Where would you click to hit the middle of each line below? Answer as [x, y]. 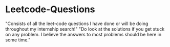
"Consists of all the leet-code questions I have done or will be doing [77, 24]
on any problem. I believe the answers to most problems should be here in [83, 34]
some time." [18, 40]
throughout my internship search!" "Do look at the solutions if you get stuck [85, 29]
